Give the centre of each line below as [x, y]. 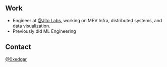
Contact [18, 47]
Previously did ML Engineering [44, 31]
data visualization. [31, 26]
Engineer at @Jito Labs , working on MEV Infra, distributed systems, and [87, 20]
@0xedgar [16, 59]
